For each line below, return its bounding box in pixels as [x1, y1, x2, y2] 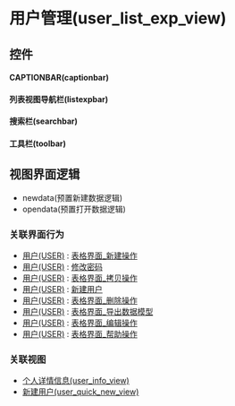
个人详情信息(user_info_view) [21, 376, 130, 386]
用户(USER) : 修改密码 [21, 262, 103, 272]
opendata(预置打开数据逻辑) [21, 203, 127, 214]
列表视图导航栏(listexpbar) [9, 93, 109, 104]
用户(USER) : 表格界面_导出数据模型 [21, 307, 154, 317]
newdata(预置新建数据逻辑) [21, 192, 123, 203]
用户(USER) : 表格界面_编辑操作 [21, 317, 138, 328]
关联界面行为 [9, 228, 65, 240]
